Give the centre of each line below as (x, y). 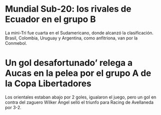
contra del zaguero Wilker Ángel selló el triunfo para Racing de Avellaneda (80, 102)
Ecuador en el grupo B (51, 19)
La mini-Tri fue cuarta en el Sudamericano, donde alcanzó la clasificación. (79, 33)
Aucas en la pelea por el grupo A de (78, 73)
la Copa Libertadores (48, 84)
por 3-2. (13, 107)
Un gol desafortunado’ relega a (69, 63)
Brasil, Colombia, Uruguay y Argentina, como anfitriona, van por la (71, 38)
